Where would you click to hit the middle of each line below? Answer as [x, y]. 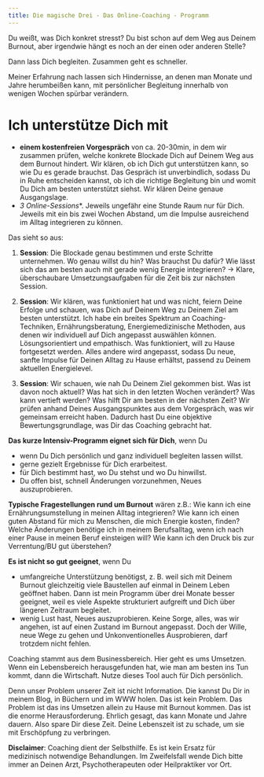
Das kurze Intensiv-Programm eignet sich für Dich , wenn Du [108, 440]
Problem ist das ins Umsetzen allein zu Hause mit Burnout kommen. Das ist [130, 707]
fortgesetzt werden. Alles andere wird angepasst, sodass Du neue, [127, 352]
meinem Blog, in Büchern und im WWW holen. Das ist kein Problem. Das [125, 699]
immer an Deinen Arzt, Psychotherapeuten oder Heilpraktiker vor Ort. [120, 764]
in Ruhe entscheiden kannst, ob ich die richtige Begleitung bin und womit [138, 180]
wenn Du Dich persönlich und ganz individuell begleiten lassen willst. [131, 455]
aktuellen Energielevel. [56, 368]
